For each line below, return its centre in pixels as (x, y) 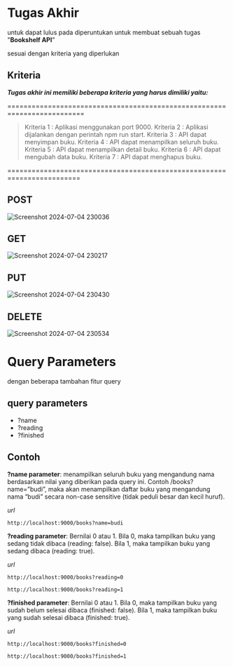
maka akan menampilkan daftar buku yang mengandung (129, 489)
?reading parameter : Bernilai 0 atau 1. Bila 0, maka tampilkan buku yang (111, 536)
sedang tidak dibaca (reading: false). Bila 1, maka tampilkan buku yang (109, 543)
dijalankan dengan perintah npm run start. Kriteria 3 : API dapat (115, 134)
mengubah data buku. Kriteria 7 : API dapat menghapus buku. (113, 156)
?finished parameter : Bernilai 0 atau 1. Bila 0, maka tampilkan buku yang (112, 602)
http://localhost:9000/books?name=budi (65, 523)
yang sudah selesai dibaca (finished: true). (69, 617)
